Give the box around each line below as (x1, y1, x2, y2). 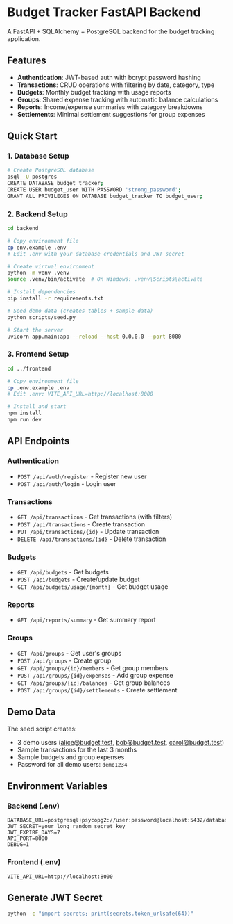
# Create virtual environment (7, 263, 95, 270)
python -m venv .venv (7, 269, 70, 277)
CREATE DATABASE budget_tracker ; (7, 180, 104, 187)
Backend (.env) (7, 801, 60, 811)
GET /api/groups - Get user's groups (17, 649, 122, 657)
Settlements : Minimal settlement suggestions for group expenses (17, 110, 205, 118)
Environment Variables (7, 780, 108, 792)
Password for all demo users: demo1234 (17, 760, 128, 768)
